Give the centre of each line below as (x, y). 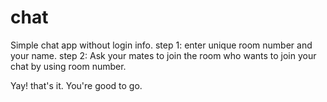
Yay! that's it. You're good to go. (76, 85)
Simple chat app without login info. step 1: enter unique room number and (161, 45)
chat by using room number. (68, 66)
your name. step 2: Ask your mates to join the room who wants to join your (163, 55)
